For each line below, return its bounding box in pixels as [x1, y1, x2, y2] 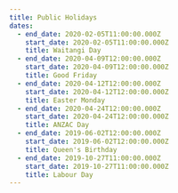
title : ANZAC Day [25, 121, 90, 130]
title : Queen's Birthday [25, 145, 117, 154]
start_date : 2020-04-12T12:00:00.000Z [25, 87, 169, 96]
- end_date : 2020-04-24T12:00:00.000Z [17, 104, 162, 113]
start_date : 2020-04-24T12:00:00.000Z [25, 112, 169, 121]
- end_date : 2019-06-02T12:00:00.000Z [17, 129, 162, 138]
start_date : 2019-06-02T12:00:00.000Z [25, 137, 169, 146]
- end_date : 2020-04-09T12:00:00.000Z [17, 54, 162, 63]
